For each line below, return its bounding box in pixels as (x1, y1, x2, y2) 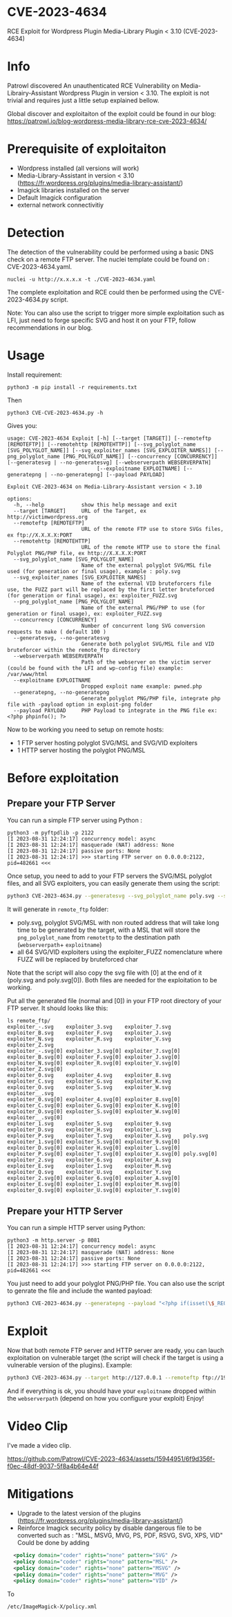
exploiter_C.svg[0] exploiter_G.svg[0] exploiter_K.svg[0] (7, 1102, 181, 1109)
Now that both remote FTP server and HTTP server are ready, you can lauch (7, 1346, 224, 1355)
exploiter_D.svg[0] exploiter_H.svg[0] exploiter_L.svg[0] (7, 1144, 181, 1151)
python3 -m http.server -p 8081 (7, 1237, 100, 1244)
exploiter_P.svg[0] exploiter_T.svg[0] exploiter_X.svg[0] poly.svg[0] (7, 1150, 217, 1157)
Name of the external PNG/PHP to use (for (81, 604, 206, 611)
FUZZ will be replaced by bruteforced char (17, 955, 139, 963)
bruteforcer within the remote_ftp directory (7, 646, 140, 653)
